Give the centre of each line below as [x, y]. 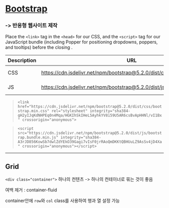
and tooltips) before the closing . [39, 47]
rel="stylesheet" [70, 111]
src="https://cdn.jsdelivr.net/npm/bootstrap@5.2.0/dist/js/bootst [90, 133]
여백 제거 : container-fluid [31, 190]
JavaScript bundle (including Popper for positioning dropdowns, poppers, [81, 42]
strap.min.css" [33, 111]
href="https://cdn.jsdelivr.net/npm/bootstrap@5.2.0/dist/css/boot [90, 107]
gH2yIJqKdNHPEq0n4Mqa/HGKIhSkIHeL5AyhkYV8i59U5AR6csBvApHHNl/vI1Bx [90, 116]
